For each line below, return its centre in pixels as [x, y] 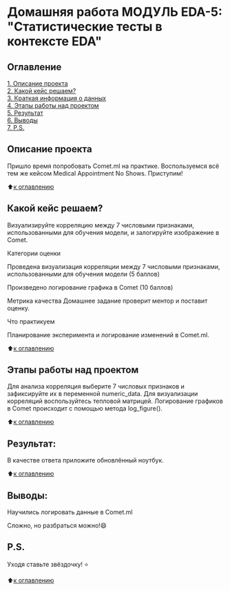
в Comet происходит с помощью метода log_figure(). [85, 409]
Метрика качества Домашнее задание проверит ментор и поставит [107, 301]
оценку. [18, 308]
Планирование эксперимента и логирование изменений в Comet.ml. [108, 335]
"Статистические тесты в [85, 27]
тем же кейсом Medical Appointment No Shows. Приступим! [95, 173]
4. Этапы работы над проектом [53, 105]
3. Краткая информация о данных [57, 98]
